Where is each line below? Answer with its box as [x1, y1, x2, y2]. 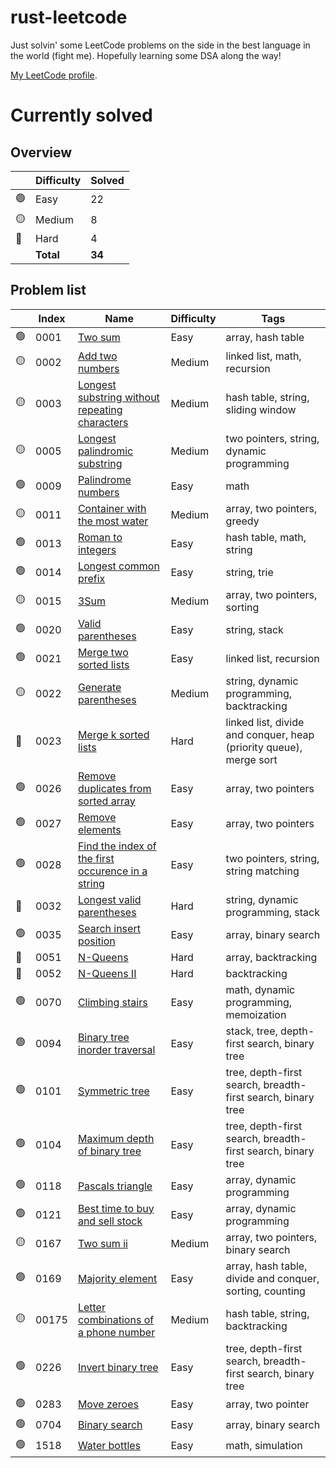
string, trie [225, 565, 274, 579]
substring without [77, 390, 160, 404]
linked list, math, [225, 349, 302, 363]
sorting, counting [225, 1284, 306, 1298]
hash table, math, [225, 530, 307, 544]
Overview [10, 144, 73, 161]
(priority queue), [225, 740, 303, 754]
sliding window [225, 402, 297, 416]
